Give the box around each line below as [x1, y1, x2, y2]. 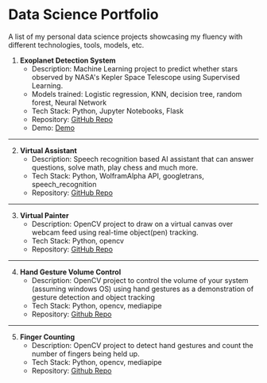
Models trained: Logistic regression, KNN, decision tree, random [31, 89, 242, 98]
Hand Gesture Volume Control [19, 267, 122, 277]
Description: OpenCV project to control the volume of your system [31, 275, 249, 285]
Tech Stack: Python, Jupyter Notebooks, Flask [31, 105, 184, 116]
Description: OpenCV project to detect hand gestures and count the [31, 340, 254, 350]
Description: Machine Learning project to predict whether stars [31, 63, 238, 73]
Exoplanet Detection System [19, 56, 117, 65]
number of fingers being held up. [31, 349, 141, 358]
